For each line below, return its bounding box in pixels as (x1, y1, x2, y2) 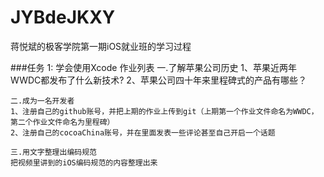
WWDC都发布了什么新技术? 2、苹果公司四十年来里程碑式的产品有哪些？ (10, 74, 307, 86)
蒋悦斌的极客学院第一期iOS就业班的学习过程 (10, 40, 192, 52)
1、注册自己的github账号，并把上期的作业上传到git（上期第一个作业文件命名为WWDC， (10, 106, 319, 116)
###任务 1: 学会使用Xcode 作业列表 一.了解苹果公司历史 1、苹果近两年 (10, 61, 298, 73)
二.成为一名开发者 (10, 96, 75, 106)
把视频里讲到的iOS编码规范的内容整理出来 (10, 157, 158, 168)
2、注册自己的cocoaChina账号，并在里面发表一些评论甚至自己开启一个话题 (10, 127, 276, 138)
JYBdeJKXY (10, 6, 116, 29)
